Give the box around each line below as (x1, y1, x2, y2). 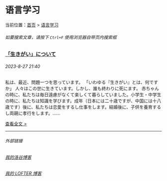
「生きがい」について (5, 51, 56, 58)
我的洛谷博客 (5, 154, 31, 160)
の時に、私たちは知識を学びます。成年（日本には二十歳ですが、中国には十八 (5, 98, 162, 104)
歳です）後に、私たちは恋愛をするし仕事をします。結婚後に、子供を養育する (5, 104, 162, 110)
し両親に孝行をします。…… (5, 110, 61, 117)
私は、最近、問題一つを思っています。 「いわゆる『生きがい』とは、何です (5, 79, 158, 85)
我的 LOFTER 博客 (5, 171, 42, 177)
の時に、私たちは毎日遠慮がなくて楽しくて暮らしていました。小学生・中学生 (5, 92, 162, 98)
